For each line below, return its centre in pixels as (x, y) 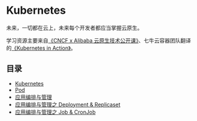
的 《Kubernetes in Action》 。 (41, 48)
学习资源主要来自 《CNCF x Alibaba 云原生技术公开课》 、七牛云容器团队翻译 (99, 40)
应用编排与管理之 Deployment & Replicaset (68, 104)
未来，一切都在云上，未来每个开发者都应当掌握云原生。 (74, 28)
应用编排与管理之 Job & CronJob (55, 112)
